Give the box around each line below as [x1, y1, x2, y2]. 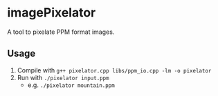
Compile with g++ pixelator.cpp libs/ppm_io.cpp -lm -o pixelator [17, 66, 212, 74]
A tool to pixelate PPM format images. [7, 28, 115, 36]
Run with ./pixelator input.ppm [17, 73, 109, 81]
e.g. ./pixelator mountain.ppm [27, 81, 116, 89]
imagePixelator [7, 5, 96, 21]
